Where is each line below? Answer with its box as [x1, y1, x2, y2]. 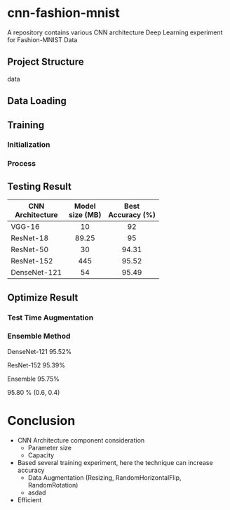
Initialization [7, 140, 50, 150]
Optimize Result [7, 292, 79, 303]
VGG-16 [11, 222, 40, 232]
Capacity [27, 451, 55, 459]
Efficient [17, 495, 42, 504]
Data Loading [7, 95, 67, 107]
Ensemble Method [7, 332, 71, 341]
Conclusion [7, 412, 76, 429]
